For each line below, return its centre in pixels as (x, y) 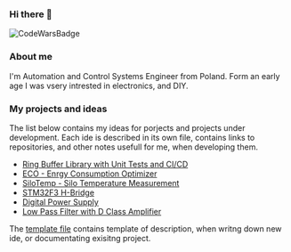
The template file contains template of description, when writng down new (145, 228)
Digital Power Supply (61, 202)
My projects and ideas (58, 109)
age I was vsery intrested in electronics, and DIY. (99, 85)
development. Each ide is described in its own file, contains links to (132, 137)
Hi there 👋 (31, 14)
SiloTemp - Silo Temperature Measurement (101, 183)
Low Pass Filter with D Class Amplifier (92, 211)
